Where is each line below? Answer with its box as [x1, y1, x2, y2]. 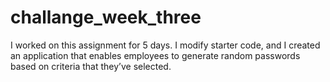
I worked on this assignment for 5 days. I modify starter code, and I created [10, 39, 321, 51]
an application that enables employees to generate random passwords [10, 49, 301, 61]
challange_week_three [10, 6, 202, 29]
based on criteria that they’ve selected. [10, 60, 172, 72]
